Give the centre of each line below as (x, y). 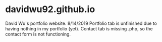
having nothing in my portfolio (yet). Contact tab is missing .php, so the (79, 28)
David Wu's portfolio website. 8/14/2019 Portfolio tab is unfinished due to (81, 23)
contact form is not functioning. (38, 34)
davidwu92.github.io (50, 9)
